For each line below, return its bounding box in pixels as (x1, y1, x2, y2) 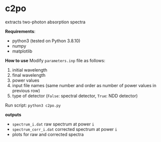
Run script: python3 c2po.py (5, 102, 61, 108)
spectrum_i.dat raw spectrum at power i (12, 121, 94, 127)
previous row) (12, 88, 40, 93)
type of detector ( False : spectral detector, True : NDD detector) (12, 93, 138, 99)
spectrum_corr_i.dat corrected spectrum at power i (12, 126, 118, 132)
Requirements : (5, 28, 36, 34)
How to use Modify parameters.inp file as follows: (5, 57, 106, 63)
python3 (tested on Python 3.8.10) (12, 37, 80, 44)
